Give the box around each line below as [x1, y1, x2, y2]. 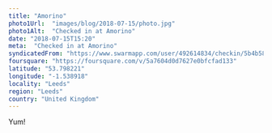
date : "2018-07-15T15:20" [8, 34, 96, 43]
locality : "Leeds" [8, 79, 70, 88]
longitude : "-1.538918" [8, 72, 89, 80]
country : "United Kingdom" [8, 95, 100, 103]
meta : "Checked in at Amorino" [8, 42, 117, 50]
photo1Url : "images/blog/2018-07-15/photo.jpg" [8, 19, 176, 28]
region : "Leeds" [8, 87, 63, 96]
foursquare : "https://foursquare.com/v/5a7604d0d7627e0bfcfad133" [8, 58, 237, 66]
